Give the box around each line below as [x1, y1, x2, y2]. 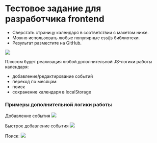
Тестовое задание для [5, 3, 102, 14]
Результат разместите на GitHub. [12, 40, 82, 46]
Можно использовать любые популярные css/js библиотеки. [12, 35, 140, 41]
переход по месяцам [12, 78, 57, 84]
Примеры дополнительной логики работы [5, 101, 112, 108]
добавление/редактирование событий [12, 73, 93, 79]
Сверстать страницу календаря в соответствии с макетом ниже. [12, 29, 149, 35]
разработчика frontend [5, 13, 105, 24]
